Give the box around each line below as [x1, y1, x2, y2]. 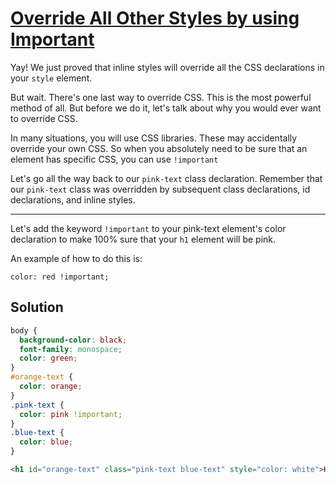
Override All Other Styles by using [10, 7, 300, 30]
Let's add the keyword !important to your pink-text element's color [10, 222, 287, 234]
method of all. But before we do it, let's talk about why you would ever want [10, 102, 322, 114]
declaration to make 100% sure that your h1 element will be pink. [10, 233, 277, 245]
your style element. [10, 72, 93, 84]
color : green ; [19, 353, 78, 364]
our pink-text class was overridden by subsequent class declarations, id [10, 183, 311, 195]
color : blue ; [19, 437, 74, 447]
